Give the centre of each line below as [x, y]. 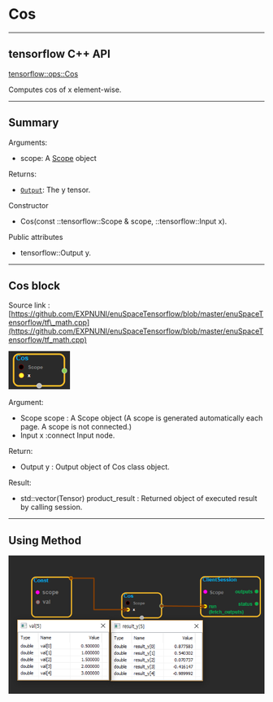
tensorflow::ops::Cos [43, 73]
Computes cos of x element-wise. [65, 89]
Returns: [23, 174]
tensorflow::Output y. [56, 252]
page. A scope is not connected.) [76, 427]
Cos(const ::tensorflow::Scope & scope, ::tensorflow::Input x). [123, 221]
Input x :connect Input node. [67, 435]
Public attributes [36, 237]
